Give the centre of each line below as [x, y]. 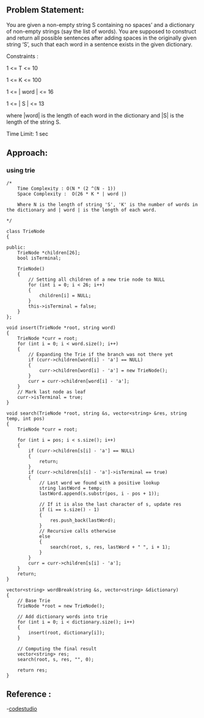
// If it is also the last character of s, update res [110, 504]
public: [16, 247]
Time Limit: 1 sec [27, 133]
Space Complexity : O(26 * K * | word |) [72, 194]
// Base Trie [34, 601]
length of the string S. [34, 122]
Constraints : [22, 56]
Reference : [29, 694]
